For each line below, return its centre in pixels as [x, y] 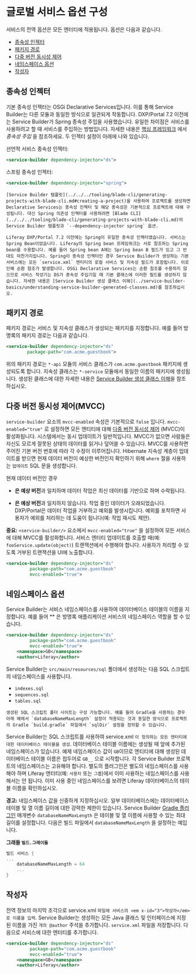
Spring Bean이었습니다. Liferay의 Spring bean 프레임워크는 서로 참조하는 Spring [97, 243]
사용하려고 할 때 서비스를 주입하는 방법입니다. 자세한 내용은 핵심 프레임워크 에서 [97, 129]
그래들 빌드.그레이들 [27, 842]
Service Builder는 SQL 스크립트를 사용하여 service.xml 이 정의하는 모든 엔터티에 [97, 736]
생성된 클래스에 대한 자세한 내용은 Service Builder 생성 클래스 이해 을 [97, 379]
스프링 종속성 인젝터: [30, 172]
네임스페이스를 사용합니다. [42, 676]
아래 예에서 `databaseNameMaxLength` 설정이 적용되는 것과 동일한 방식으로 [87, 718]
